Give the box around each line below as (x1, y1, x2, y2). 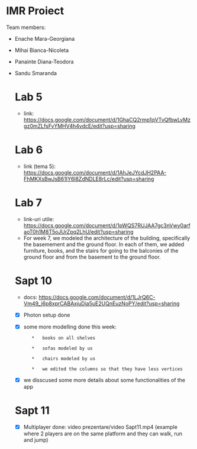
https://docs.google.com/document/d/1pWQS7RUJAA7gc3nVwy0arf (23, 222, 190, 229)
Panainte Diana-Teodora (14, 58, 74, 65)
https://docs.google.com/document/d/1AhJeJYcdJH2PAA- (23, 169, 167, 176)
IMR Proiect (6, 4, 64, 18)
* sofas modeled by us (31, 345, 93, 351)
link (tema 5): (23, 163, 56, 170)
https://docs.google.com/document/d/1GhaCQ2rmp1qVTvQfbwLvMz (23, 116, 191, 123)
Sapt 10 (14, 274, 52, 288)
